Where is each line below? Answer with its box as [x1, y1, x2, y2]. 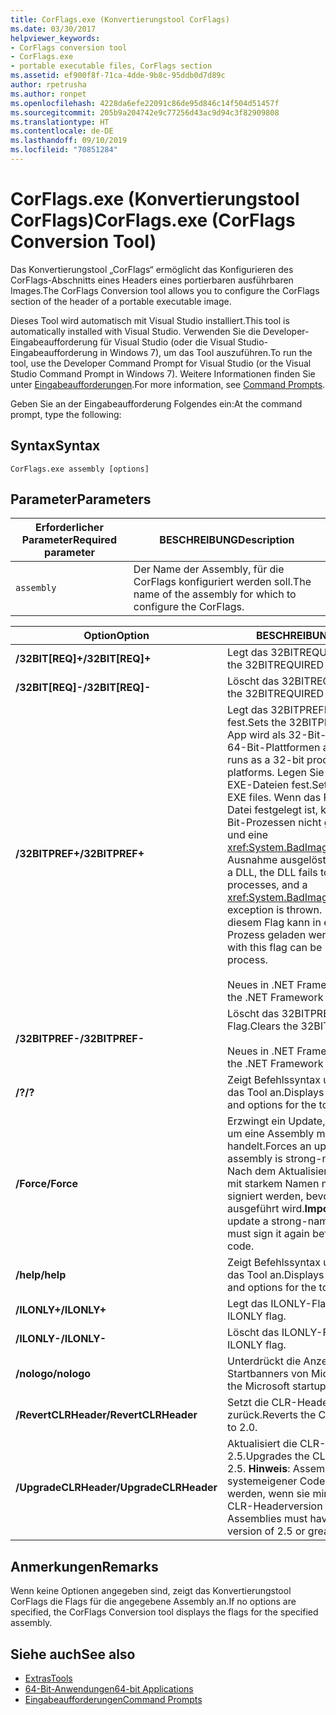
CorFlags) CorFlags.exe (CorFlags [10, 209, 296, 232]
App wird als [227, 728, 287, 742]
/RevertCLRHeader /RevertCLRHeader [15, 1408, 198, 1422]
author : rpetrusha [10, 80, 87, 90]
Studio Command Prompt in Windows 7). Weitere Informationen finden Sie [10, 367, 316, 380]
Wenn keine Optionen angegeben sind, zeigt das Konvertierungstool [10, 1585, 292, 1597]
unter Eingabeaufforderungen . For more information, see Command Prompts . [10, 378, 326, 390]
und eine [227, 828, 269, 842]
